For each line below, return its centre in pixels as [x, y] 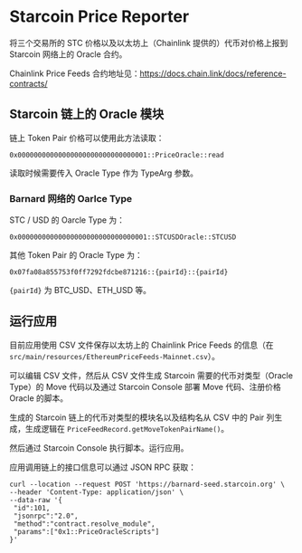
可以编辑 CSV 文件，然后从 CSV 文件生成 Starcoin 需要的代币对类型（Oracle [151, 375]
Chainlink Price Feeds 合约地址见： [75, 73]
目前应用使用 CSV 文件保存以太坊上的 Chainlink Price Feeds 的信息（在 [142, 345]
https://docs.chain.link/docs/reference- [213, 73]
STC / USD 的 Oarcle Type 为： [67, 220]
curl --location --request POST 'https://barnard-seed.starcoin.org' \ [147, 484]
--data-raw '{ [36, 500]
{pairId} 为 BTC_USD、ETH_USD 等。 [80, 291]
